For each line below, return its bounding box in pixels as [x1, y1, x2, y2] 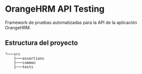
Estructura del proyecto [5, 39, 79, 47]
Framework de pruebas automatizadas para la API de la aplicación [5, 19, 137, 25]
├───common [14, 60, 36, 65]
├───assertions [14, 56, 45, 61]
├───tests [14, 64, 34, 69]
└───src [5, 52, 21, 56]
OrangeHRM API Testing [5, 3, 105, 15]
